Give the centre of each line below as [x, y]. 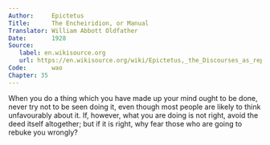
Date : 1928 [37, 38]
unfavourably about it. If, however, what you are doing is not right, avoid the [133, 115]
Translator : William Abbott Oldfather [73, 30]
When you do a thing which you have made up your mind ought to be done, [133, 98]
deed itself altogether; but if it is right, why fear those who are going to [125, 123]
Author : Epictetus [46, 16]
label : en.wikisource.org [62, 53]
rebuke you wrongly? [43, 132]
